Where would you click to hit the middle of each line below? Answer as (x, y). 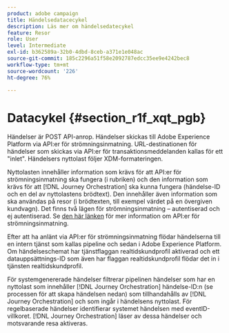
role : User (23, 39)
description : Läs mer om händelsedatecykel (71, 26)
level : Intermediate (37, 46)
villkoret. (19, 316)
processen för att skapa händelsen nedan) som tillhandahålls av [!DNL (107, 294)
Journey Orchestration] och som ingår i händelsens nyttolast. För (100, 301)
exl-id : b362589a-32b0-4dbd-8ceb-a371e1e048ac (75, 52)
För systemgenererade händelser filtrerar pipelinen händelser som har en (111, 279)
